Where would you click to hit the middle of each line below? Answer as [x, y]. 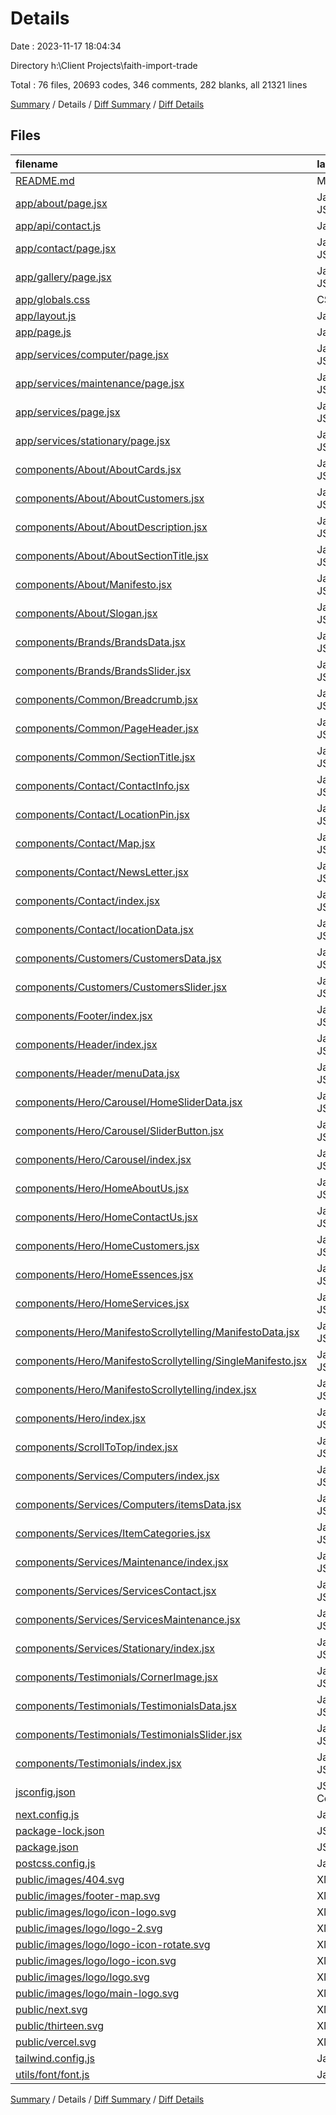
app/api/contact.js [58, 225]
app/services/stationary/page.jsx [93, 440]
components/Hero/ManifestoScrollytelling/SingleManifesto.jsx [161, 1360]
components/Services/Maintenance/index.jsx [122, 1562]
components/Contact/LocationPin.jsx [102, 814]
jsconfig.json [45, 1792]
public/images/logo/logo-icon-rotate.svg [113, 1944]
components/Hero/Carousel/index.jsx [103, 1159]
